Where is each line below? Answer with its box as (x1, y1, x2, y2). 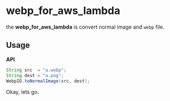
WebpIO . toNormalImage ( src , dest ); (6, 78, 91, 84)
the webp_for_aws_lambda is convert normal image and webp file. (6, 23, 165, 30)
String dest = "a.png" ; (6, 72, 64, 78)
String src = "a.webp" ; (6, 67, 67, 73)
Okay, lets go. (6, 89, 39, 96)
